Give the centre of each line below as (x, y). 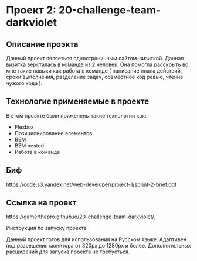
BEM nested (29, 145)
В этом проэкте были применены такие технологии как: (76, 115)
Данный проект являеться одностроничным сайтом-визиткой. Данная (95, 58)
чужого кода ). (24, 83)
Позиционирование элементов (53, 133)
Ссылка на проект (41, 203)
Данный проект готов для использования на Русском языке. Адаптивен (96, 239)
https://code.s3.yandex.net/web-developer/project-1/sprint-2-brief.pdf (91, 184)
